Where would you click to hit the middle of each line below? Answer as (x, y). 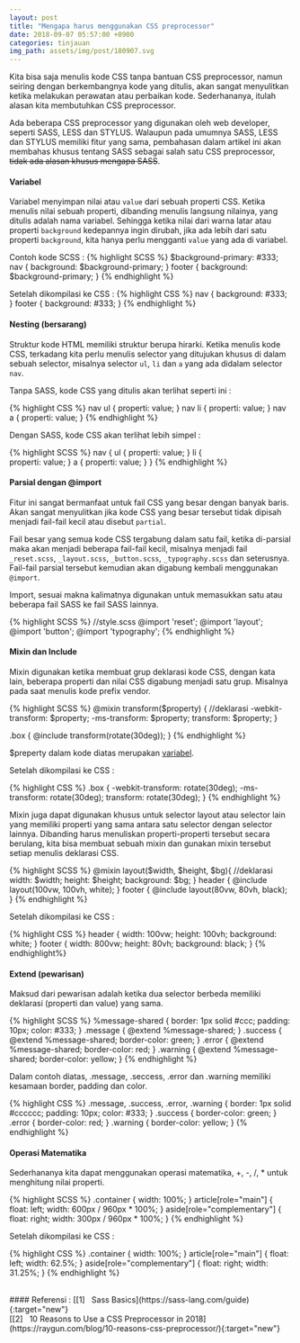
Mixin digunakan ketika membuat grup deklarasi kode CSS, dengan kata (142, 671)
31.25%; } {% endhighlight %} (65, 1273)
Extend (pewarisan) (47, 974)
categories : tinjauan (50, 43)
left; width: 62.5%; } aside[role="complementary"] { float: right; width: (139, 1263)
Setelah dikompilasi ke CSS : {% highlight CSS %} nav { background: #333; (148, 294)
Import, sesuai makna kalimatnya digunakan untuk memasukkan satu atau (146, 594)
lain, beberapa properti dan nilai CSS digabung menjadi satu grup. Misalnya (149, 681)
